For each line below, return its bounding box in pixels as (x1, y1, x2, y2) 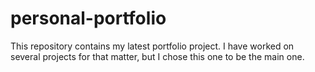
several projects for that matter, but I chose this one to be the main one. (10, 50, 305, 62)
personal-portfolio (10, 7, 167, 30)
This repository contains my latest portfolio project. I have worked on (10, 40, 295, 52)
